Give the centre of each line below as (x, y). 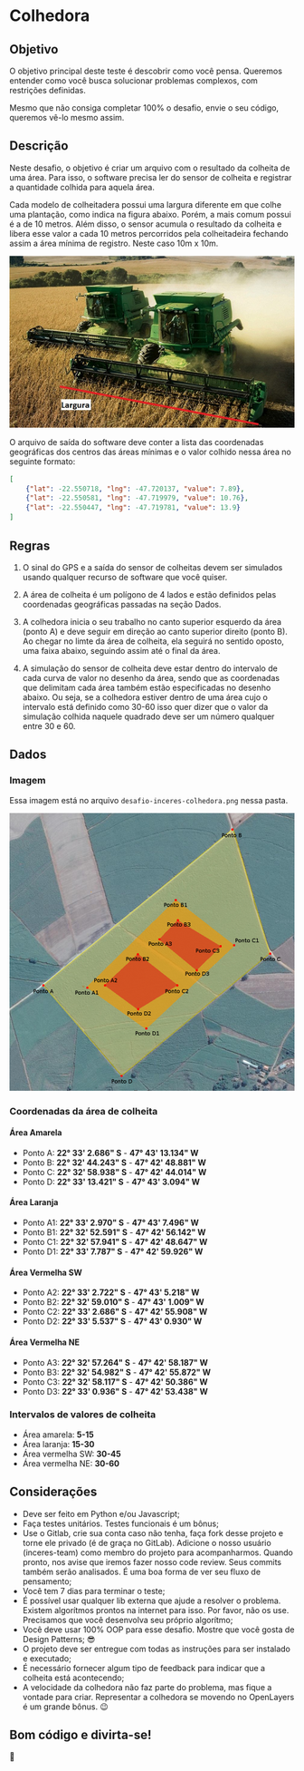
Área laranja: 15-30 (58, 1444)
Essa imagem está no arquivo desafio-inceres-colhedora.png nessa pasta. (149, 800)
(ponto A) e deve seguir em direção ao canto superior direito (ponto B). (155, 631)
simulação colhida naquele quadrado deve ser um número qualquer (148, 716)
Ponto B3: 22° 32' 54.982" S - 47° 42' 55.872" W (116, 1372)
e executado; (47, 1658)
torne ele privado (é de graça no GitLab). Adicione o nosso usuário (147, 1542)
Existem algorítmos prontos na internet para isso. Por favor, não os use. (156, 1610)
